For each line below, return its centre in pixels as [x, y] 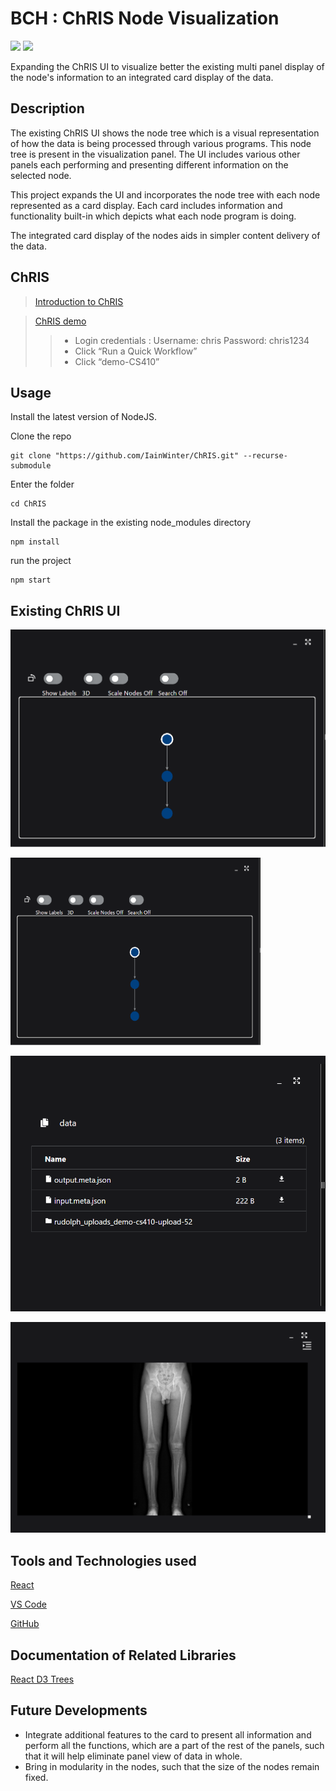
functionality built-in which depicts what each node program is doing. [153, 216]
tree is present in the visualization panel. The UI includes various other [155, 154]
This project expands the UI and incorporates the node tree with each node [165, 194]
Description [47, 108]
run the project [41, 561]
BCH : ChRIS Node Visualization [145, 18]
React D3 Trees [42, 1679]
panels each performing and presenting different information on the [149, 164]
